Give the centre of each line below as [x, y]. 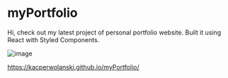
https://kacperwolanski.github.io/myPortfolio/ [73, 67]
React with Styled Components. [53, 39]
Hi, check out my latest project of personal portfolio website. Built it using [114, 32]
